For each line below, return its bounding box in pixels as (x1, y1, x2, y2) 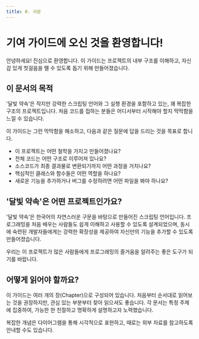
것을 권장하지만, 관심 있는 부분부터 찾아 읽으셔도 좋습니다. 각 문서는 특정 (12, 299, 179, 306)
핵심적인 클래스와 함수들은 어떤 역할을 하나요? (14, 170, 121, 177)
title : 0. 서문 (6, 8, 42, 15)
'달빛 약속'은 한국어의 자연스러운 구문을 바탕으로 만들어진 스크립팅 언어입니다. (6, 213, 185, 220)
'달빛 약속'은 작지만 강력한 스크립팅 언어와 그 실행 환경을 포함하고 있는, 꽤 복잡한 (6, 100, 191, 107)
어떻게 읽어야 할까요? (6, 274, 79, 285)
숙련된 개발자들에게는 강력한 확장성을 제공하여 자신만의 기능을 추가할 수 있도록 (12, 228, 194, 235)
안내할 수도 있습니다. (6, 327, 54, 333)
